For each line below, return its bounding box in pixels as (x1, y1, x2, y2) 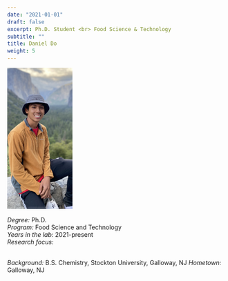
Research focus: (7, 238, 54, 246)
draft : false (7, 18, 45, 26)
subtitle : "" (7, 33, 45, 40)
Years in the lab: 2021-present (7, 231, 93, 239)
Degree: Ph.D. (7, 216, 47, 224)
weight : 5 (7, 48, 36, 55)
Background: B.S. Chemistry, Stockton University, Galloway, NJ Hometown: (7, 259, 222, 267)
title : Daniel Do (7, 40, 57, 48)
